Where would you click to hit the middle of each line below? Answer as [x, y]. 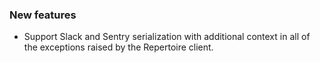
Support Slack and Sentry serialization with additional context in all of [167, 37]
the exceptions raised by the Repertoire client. [118, 47]
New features [43, 15]
